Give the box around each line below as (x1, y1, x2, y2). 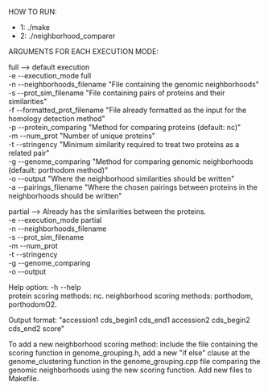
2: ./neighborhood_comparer (19, 31, 116, 40)
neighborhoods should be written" (8, 191, 122, 200)
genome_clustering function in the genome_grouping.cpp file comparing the (8, 357, 261, 366)
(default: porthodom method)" (8, 166, 109, 174)
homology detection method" (8, 114, 106, 124)
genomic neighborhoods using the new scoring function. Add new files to (8, 365, 252, 375)
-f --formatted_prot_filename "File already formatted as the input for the (8, 105, 247, 115)
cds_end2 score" (8, 324, 65, 333)
